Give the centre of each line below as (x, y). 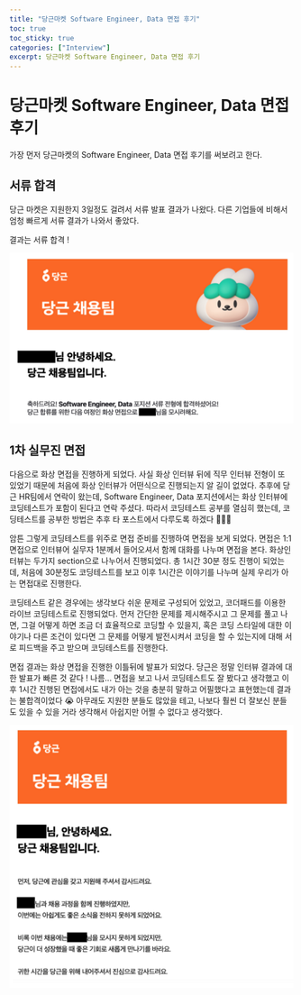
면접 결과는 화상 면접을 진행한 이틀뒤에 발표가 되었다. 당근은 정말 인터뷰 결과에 (146, 666)
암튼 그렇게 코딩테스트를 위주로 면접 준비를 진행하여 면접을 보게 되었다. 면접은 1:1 (150, 538)
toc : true (28, 28)
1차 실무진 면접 (47, 451)
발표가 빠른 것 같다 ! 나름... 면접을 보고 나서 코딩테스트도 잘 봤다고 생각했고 (149, 678)
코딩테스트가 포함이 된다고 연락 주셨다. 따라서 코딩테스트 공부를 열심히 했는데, (145, 507)
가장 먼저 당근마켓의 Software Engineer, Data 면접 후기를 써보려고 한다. (136, 155)
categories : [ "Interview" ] (60, 48)
